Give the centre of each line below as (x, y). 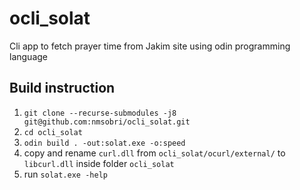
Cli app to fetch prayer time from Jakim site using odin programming (150, 46)
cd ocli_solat (53, 132)
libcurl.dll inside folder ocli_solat (99, 163)
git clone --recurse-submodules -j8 (100, 113)
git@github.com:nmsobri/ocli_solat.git (107, 122)
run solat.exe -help (65, 174)
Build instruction (62, 88)
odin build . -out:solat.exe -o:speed (104, 143)
